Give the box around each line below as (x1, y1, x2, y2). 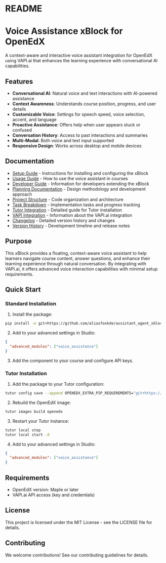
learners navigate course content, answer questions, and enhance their (5, 255, 151, 261)
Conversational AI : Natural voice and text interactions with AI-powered (12, 90, 158, 96)
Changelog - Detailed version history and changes (12, 217, 115, 223)
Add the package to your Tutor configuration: (12, 381, 105, 387)
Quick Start (5, 285, 41, 294)
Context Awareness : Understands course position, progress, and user (12, 101, 157, 107)
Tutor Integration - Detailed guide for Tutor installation (12, 207, 123, 213)
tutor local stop (5, 428, 41, 433)
